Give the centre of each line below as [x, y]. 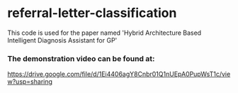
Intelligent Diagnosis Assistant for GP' [62, 40]
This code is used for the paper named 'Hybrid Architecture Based [104, 33]
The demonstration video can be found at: [81, 58]
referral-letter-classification [92, 13]
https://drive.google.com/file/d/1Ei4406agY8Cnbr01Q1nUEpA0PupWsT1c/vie [119, 74]
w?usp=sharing [30, 82]
